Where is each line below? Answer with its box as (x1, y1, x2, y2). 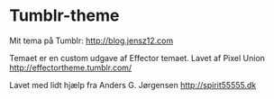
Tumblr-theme (9, 5, 120, 26)
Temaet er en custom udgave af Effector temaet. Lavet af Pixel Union (9, 52, 266, 63)
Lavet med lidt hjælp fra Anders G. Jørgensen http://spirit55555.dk (9, 79, 257, 90)
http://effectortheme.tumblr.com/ (9, 62, 132, 73)
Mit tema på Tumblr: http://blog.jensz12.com (9, 35, 174, 46)
